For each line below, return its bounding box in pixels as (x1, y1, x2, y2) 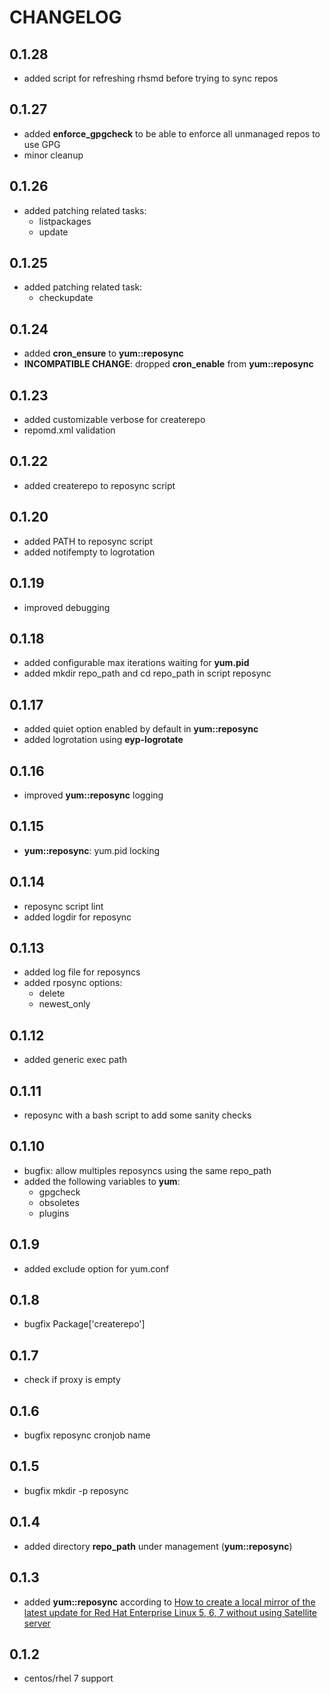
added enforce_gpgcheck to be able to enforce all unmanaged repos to (23, 127, 321, 140)
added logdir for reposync (23, 911, 132, 923)
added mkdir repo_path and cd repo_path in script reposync (23, 667, 272, 680)
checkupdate (38, 292, 94, 304)
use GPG (23, 138, 61, 150)
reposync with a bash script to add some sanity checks (23, 1109, 252, 1121)
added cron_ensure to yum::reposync (23, 347, 184, 360)
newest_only (38, 998, 91, 1010)
